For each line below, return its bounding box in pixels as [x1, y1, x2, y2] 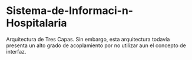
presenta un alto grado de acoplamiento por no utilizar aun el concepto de [6, 42, 187, 49]
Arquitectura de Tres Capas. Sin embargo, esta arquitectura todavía [6, 36, 170, 43]
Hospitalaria [6, 16, 67, 30]
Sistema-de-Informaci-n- [6, 4, 134, 17]
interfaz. [6, 48, 27, 55]
